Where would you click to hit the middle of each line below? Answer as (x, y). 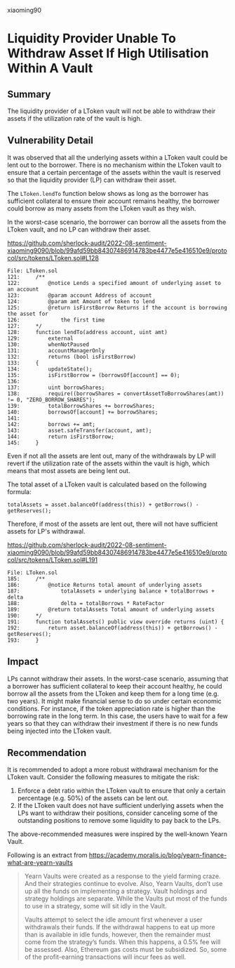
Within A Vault (50, 68)
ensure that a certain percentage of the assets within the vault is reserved (114, 172)
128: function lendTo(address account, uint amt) (88, 332)
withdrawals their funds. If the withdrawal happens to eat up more (120, 927)
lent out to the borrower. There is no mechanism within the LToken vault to (115, 165)
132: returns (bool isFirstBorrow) (72, 357)
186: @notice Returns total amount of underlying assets (105, 585)
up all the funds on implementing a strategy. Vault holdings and (116, 891)
